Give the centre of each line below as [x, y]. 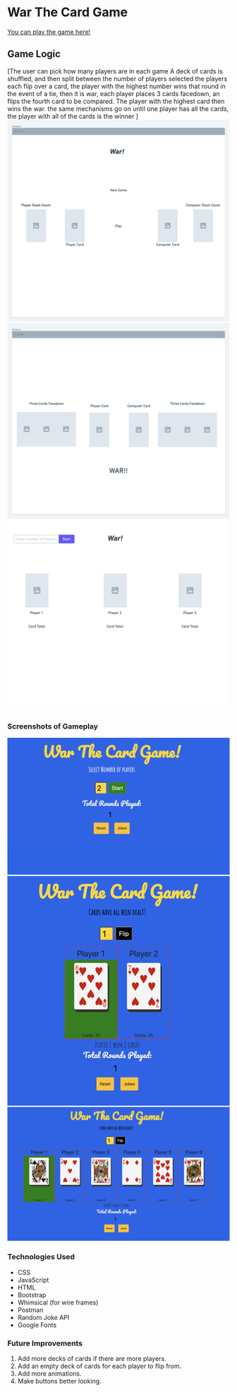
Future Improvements [45, 1343]
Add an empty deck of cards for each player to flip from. [99, 1366]
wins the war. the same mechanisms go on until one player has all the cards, [118, 108]
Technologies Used [41, 1257]
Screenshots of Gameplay [53, 726]
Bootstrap [32, 1294]
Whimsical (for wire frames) [58, 1302]
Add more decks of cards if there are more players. [92, 1359]
